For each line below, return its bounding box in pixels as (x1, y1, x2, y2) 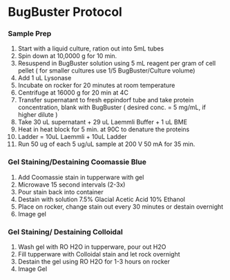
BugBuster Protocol (8, 4, 123, 20)
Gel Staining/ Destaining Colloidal (8, 227, 123, 236)
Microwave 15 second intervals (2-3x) (17, 180, 126, 189)
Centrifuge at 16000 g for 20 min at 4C (17, 88, 128, 97)
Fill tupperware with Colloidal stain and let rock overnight (17, 250, 180, 259)
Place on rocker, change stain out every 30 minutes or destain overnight (17, 202, 224, 211)
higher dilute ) (17, 111, 58, 119)
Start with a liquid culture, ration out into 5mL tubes (17, 44, 164, 53)
